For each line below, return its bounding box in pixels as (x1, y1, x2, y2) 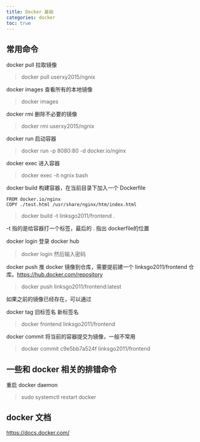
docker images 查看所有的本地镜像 (6, 86, 93, 93)
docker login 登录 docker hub (6, 237, 80, 245)
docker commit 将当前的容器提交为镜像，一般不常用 (6, 333, 136, 340)
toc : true (6, 20, 32, 26)
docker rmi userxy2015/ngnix (21, 122, 95, 130)
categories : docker (6, 15, 56, 21)
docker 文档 (6, 412, 52, 423)
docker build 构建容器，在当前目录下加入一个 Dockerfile (6, 184, 146, 191)
